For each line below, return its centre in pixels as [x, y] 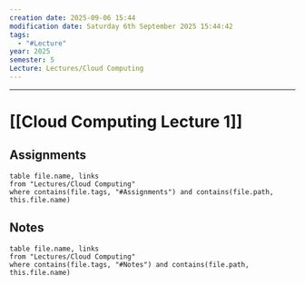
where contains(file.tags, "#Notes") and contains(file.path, [129, 264]
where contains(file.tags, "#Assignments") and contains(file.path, [142, 192]
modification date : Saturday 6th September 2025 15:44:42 [121, 26]
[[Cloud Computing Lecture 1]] [126, 122]
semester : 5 [32, 60]
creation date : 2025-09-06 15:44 [73, 18]
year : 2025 [30, 52]
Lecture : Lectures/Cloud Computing [77, 69]
